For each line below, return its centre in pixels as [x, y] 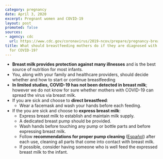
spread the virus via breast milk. [44, 95]
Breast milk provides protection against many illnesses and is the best [84, 64]
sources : [14, 32]
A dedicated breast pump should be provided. [65, 121]
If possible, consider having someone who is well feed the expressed [88, 147]
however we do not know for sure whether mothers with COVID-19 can [83, 90]
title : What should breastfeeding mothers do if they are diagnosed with [81, 46]
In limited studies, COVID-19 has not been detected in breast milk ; [80, 85]
